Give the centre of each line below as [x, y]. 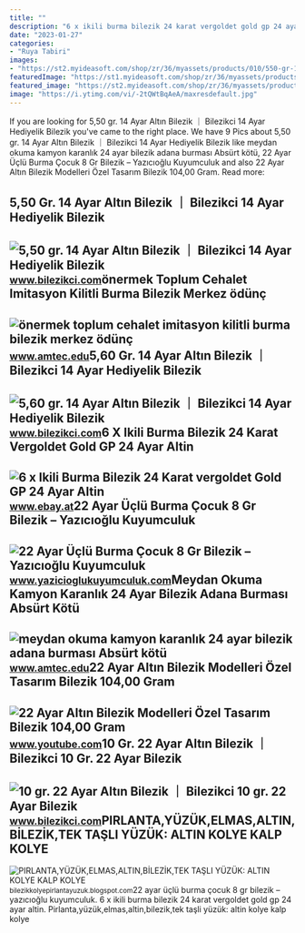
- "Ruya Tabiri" [40, 52]
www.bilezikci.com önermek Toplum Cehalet [128, 280]
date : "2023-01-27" [46, 35]
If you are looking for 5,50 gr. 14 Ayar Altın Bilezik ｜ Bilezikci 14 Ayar [138, 121]
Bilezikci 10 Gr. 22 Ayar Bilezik [96, 758]
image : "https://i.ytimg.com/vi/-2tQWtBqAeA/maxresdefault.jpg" [133, 94]
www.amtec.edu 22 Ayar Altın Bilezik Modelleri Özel [151, 668]
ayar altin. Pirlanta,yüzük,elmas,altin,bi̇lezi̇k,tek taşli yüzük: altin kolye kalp [148, 909]
